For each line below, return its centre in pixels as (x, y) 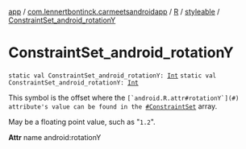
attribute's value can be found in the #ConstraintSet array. (113, 106)
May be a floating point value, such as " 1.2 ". (82, 122)
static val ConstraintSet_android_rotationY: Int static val (113, 76)
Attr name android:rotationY (55, 137)
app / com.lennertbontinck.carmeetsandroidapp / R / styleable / (114, 12)
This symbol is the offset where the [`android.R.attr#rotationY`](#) (124, 97)
